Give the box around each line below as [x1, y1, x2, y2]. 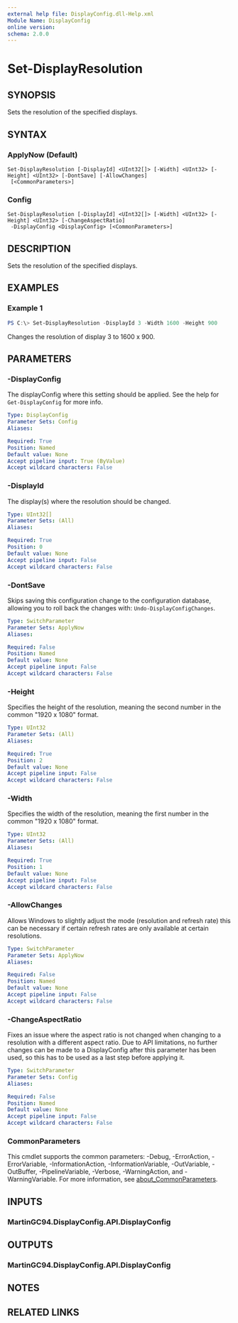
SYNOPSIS [7, 89, 56, 101]
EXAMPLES [7, 282, 59, 294]
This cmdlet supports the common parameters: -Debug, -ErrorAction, [7, 1152, 211, 1161]
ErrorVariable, [7, 1160, 48, 1169]
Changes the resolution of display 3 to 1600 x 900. [7, 332, 156, 341]
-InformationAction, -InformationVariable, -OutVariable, [49, 1160, 211, 1169]
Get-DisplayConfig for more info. [7, 398, 103, 406]
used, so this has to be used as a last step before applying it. [7, 1053, 185, 1062]
